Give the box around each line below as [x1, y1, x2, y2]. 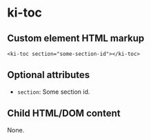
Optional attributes [7, 69, 90, 81]
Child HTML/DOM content [7, 108, 121, 119]
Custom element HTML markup [7, 32, 145, 44]
